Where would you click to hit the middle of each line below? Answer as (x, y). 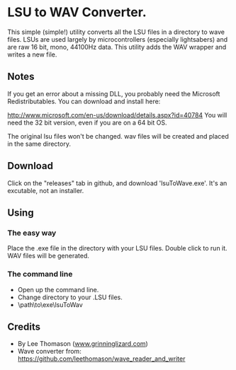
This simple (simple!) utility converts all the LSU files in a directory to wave (116, 32)
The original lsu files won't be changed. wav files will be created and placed (118, 136)
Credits (24, 326)
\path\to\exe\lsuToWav (50, 304)
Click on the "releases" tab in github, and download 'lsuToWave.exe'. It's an (117, 183)
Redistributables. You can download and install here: (84, 101)
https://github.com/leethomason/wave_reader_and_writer (101, 359)
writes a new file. (32, 54)
